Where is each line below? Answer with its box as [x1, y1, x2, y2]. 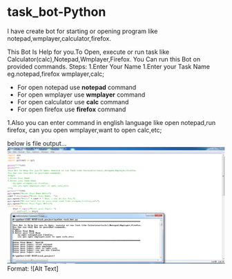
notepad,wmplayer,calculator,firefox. [7, 34, 112, 42]
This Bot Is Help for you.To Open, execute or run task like [7, 48, 170, 56]
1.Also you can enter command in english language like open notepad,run [7, 118, 216, 126]
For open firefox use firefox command [17, 105, 126, 113]
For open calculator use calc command [17, 97, 129, 106]
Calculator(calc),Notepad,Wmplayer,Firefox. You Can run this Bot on [7, 55, 201, 63]
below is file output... [7, 139, 67, 147]
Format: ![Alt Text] [7, 264, 59, 273]
